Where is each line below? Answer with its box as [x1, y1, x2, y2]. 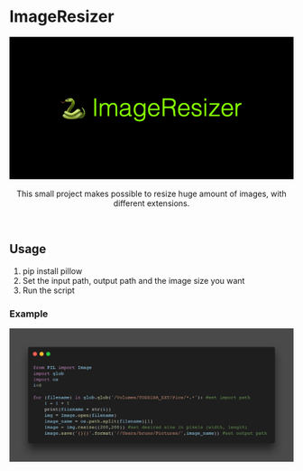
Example [9, 307, 49, 320]
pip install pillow [22, 265, 83, 277]
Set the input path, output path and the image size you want [22, 275, 245, 286]
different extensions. [113, 197, 190, 209]
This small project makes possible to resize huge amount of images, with [16, 188, 287, 199]
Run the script [22, 285, 75, 296]
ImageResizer [9, 6, 115, 27]
